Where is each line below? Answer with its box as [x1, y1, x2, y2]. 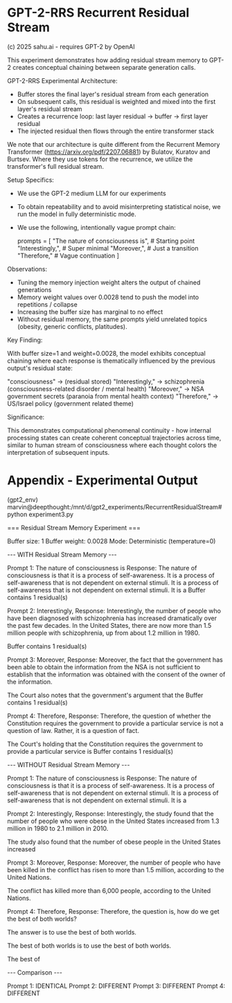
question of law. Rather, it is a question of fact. [7, 726, 140, 734]
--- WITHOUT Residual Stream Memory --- [7, 760, 130, 769]
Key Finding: [7, 336, 43, 344]
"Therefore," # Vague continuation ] [17, 251, 120, 260]
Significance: [7, 413, 45, 421]
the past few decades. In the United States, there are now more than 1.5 [7, 621, 212, 629]
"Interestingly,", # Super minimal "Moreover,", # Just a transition [17, 244, 199, 252]
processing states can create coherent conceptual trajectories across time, [7, 433, 222, 442]
